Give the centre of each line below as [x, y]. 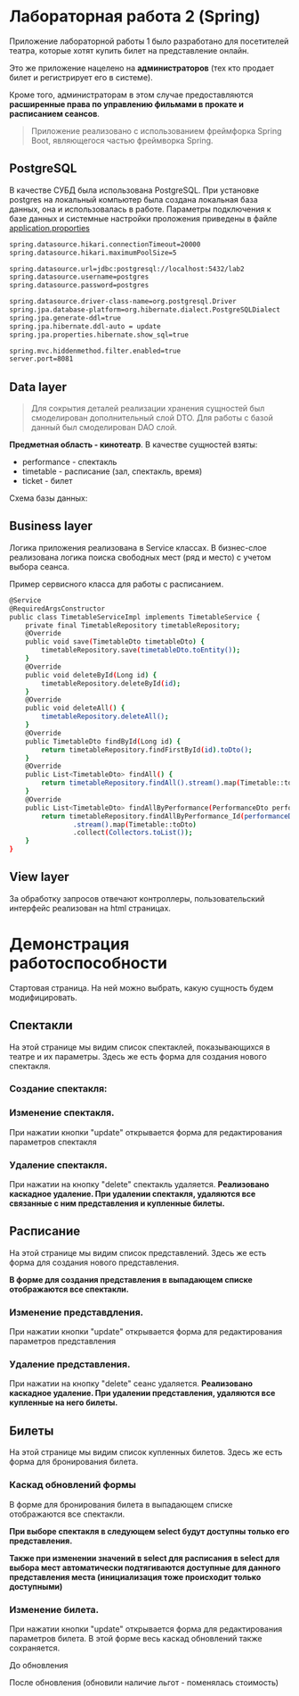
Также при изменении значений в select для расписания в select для [145, 1558]
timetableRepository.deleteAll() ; [105, 717]
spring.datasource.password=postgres [79, 286]
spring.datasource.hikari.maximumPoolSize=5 [93, 253]
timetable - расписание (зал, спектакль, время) [112, 471]
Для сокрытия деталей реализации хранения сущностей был [148, 409]
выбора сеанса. [39, 566]
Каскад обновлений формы [73, 1485]
